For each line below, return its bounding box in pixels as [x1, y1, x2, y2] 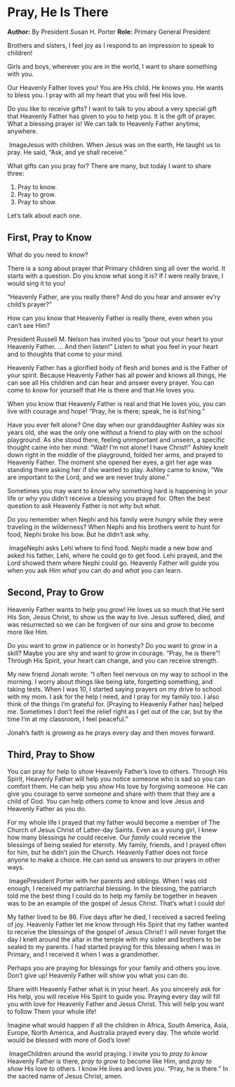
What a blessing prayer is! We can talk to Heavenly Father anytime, [7, 119, 201, 127]
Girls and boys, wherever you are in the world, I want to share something [7, 62, 217, 70]
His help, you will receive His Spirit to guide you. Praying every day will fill [7, 993, 220, 1001]
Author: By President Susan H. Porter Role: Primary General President [7, 27, 210, 36]
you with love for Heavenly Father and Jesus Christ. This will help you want [7, 1000, 224, 1008]
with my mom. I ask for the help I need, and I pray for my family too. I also [7, 692, 220, 701]
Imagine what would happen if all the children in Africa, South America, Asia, [7, 1021, 229, 1029]
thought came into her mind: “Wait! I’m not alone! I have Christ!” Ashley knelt [7, 443, 228, 451]
